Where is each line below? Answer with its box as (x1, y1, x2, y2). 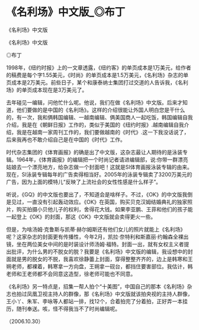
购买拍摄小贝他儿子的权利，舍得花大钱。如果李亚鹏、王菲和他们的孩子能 (16, 205, 193, 212)
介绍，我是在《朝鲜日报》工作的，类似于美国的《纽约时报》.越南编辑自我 (6, 121, 185, 128)
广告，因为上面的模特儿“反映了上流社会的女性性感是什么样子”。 (6, 178, 162, 185)
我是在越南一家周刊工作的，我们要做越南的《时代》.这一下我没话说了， (16, 128, 190, 135)
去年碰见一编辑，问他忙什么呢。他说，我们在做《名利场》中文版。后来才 (6, 99, 182, 106)
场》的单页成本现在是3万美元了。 (6, 86, 88, 93)
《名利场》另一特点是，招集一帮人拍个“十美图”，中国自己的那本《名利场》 (6, 283, 188, 290)
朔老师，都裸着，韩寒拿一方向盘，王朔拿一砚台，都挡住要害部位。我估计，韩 (6, 262, 193, 270)
